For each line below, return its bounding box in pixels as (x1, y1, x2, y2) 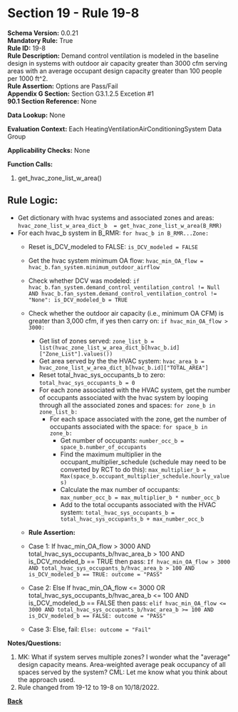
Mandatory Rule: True (7, 36, 73, 44)
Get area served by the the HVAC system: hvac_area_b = (38, 356, 205, 365)
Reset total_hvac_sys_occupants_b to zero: (38, 370, 165, 379)
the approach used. (17, 675, 76, 683)
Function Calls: (7, 159, 53, 169)
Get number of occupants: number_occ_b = (60, 436, 184, 444)
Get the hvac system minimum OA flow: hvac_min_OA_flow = (28, 256, 204, 265)
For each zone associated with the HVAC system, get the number (38, 386, 231, 394)
